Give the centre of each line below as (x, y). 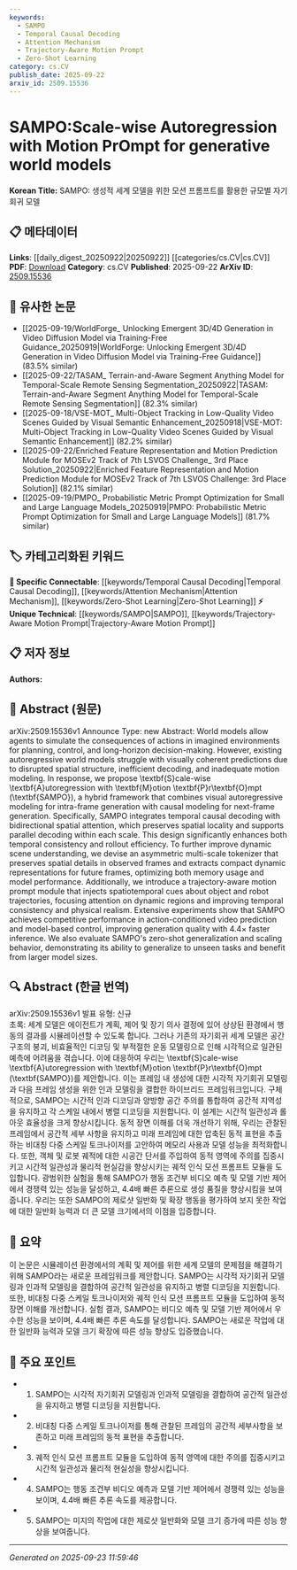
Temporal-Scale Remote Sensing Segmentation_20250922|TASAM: (145, 385)
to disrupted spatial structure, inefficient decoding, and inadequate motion (145, 769)
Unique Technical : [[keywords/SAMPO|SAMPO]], (99, 614)
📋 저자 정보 (40, 653)
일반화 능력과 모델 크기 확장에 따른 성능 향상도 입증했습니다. (121, 1331)
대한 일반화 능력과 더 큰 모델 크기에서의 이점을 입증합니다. (117, 1211)
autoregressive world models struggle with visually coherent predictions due (148, 759)
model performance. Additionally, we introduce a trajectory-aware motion (143, 881)
